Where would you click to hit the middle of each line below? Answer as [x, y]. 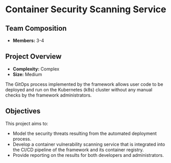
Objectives [23, 111]
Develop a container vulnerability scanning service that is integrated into [89, 144]
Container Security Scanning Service [86, 9]
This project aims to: [27, 123]
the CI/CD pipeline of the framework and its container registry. [78, 150]
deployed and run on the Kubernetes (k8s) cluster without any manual [79, 89]
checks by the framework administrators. [48, 95]
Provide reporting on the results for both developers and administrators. [88, 155]
